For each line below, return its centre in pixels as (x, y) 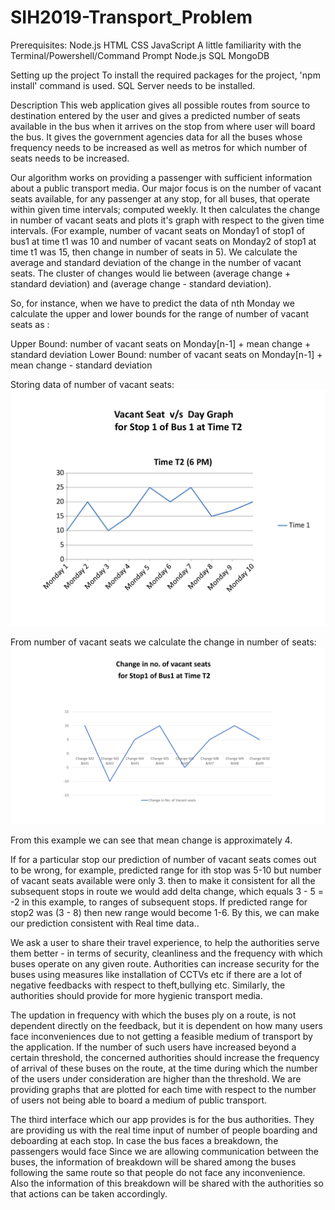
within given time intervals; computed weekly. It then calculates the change (165, 209)
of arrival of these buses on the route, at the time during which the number (164, 1068)
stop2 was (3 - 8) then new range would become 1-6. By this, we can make (165, 913)
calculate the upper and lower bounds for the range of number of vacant (160, 313)
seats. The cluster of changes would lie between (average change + (151, 273)
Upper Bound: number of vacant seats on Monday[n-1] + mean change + (161, 343)
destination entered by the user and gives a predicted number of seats (155, 115)
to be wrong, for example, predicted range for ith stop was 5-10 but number (166, 870)
